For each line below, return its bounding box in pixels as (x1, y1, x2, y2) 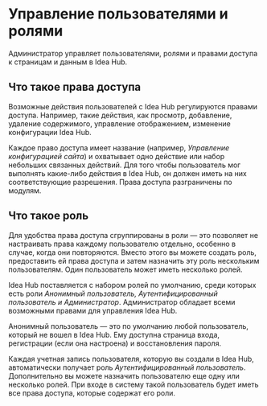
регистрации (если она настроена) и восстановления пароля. (8, 338, 222, 348)
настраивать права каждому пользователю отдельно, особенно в (8, 239, 236, 248)
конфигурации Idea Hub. (8, 127, 92, 137)
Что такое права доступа (8, 80, 142, 94)
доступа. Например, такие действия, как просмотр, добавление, (8, 110, 232, 120)
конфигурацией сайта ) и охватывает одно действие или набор (8, 151, 225, 161)
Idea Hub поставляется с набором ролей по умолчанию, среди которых (8, 280, 257, 289)
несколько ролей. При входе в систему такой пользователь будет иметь (8, 379, 259, 389)
